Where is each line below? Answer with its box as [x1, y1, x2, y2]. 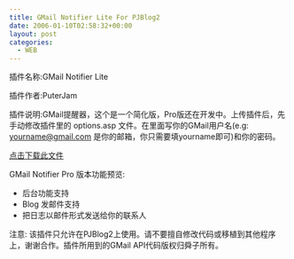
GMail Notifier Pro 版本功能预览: [9, 169, 126, 180]
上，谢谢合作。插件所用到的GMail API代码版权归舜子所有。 [9, 240, 224, 251]
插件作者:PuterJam [9, 90, 78, 101]
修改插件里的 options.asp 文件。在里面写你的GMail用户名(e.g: [24, 121, 250, 131]
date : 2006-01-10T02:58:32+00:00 [9, 21, 133, 30]
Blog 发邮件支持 [21, 199, 81, 209]
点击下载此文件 [9, 150, 64, 161]
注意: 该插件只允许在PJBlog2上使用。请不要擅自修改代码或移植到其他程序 [9, 229, 276, 239]
